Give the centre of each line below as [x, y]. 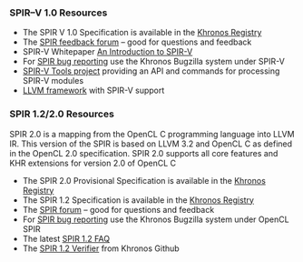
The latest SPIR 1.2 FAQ [66, 238]
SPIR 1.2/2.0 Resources [62, 114]
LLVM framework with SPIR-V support [93, 91]
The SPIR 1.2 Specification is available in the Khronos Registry [138, 200]
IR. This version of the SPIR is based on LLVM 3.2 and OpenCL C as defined [151, 144]
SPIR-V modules [53, 81]
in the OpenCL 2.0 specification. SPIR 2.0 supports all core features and [144, 153]
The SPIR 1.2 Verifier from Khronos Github [101, 248]
